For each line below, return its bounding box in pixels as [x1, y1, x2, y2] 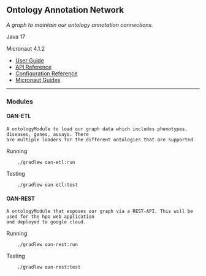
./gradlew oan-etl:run [17, 159, 75, 165]
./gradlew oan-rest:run [17, 242, 78, 248]
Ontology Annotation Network [6, 5, 124, 15]
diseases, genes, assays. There [6, 131, 89, 137]
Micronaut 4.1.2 [6, 45, 45, 52]
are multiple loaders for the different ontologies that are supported [6, 136, 193, 143]
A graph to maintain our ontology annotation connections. [6, 21, 153, 28]
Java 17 [6, 33, 26, 40]
